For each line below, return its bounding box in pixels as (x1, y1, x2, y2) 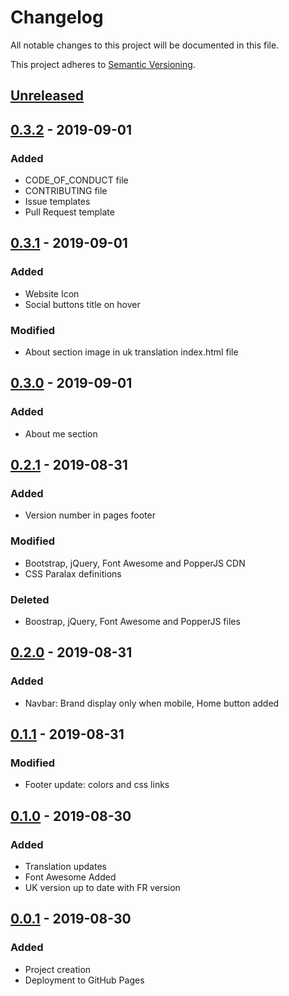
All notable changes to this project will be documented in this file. (10, 39, 280, 51)
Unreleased (10, 87, 85, 105)
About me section (24, 427, 98, 440)
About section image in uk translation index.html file (24, 346, 239, 358)
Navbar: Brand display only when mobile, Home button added (24, 697, 280, 709)
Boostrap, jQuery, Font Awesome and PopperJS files (24, 615, 241, 627)
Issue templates (24, 196, 91, 208)
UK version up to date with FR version (24, 882, 181, 894)
